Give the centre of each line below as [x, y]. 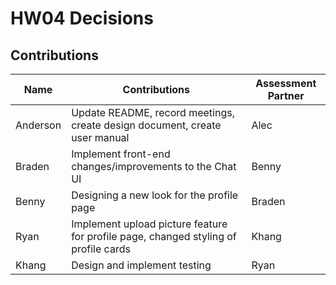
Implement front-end [121, 154]
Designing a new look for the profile [155, 195]
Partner [286, 95]
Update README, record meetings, [153, 112]
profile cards [101, 249]
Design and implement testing [141, 265]
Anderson [38, 125]
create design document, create [146, 125]
